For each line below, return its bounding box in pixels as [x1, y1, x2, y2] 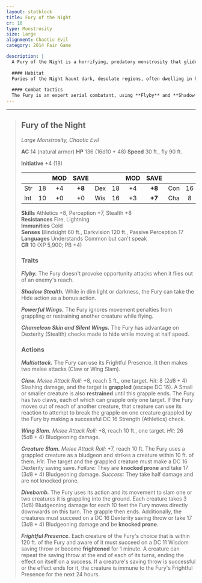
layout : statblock [6, 8, 52, 15]
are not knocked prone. [20, 477, 79, 484]
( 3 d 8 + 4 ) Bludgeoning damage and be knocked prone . [20, 521, 159, 528]
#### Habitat [11, 70, 44, 76]
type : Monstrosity [6, 25, 52, 32]
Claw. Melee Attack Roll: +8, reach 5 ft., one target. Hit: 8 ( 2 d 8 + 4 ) [20, 377, 188, 384]
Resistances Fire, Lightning [20, 215, 90, 223]
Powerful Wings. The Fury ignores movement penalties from [20, 306, 173, 313]
